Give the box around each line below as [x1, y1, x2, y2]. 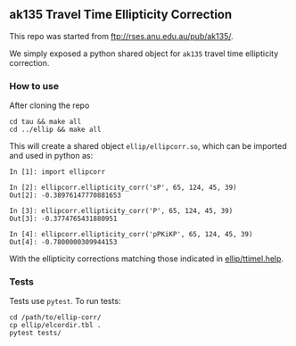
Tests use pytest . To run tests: [9, 296, 121, 307]
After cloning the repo [9, 100, 90, 111]
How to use [9, 79, 60, 92]
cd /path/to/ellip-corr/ [9, 313, 102, 322]
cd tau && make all [9, 118, 82, 127]
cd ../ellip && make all [9, 125, 102, 135]
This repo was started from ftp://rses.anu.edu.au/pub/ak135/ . [9, 30, 234, 41]
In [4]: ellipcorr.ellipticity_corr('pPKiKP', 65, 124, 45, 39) [9, 230, 253, 239]
